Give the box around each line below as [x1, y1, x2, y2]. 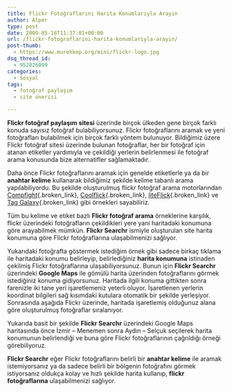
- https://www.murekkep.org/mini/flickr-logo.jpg [13, 49, 159, 56]
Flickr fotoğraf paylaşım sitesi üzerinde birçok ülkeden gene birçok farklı [7, 119, 217, 127]
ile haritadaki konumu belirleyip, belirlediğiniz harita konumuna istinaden [7, 254, 215, 263]
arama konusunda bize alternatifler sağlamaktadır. [7, 156, 150, 163]
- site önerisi [13, 94, 57, 101]
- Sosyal [13, 74, 39, 82]
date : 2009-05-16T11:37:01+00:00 [7, 29, 104, 37]
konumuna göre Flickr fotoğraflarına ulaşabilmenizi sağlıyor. [7, 234, 178, 242]
